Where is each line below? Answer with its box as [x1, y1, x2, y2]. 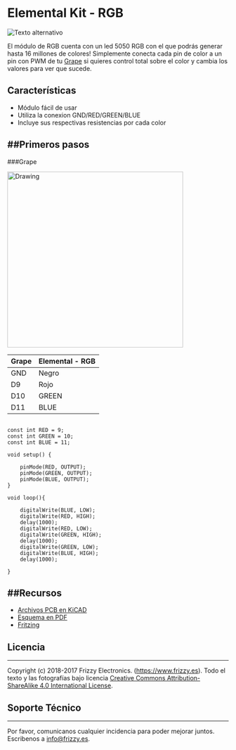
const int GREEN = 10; [7, 433, 74, 440]
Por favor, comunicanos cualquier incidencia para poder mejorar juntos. [7, 727, 215, 735]
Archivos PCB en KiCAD [17, 606, 87, 614]
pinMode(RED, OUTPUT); [20, 463, 86, 471]
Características [7, 84, 77, 96]
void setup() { [7, 451, 52, 458]
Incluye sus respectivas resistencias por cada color [17, 118, 166, 127]
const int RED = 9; [7, 426, 65, 433]
